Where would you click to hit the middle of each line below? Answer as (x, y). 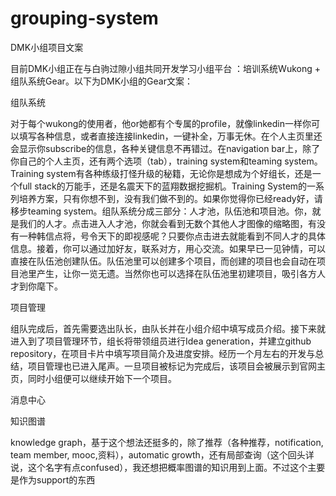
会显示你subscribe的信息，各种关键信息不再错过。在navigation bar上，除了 (165, 148)
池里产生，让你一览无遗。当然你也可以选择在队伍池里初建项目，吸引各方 (167, 273)
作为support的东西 (57, 479)
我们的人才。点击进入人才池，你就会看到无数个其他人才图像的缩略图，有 (167, 223)
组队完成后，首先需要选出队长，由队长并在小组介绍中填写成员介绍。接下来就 (168, 328)
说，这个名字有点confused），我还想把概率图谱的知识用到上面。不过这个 (159, 467)
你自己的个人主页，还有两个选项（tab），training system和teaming (146, 161)
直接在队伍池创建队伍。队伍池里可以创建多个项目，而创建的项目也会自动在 (163, 261)
